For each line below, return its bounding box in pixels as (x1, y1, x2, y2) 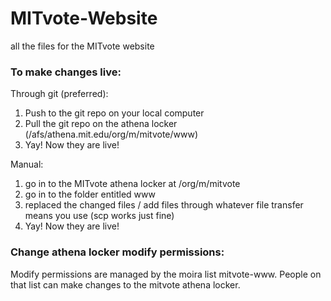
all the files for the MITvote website (10, 40, 155, 52)
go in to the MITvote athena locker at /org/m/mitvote (24, 178, 241, 190)
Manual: (10, 158, 44, 171)
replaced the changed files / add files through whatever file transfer (24, 199, 304, 211)
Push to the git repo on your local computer (24, 107, 205, 119)
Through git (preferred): (10, 88, 109, 100)
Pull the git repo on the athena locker (24, 118, 178, 130)
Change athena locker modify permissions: (10, 245, 225, 259)
